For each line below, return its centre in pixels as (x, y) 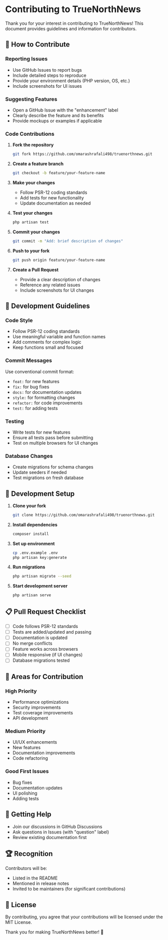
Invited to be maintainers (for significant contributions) (69, 889)
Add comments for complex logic (47, 342)
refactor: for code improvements (48, 403)
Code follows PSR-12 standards (45, 626)
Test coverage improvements (43, 713)
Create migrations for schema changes (53, 467)
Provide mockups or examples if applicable (57, 121)
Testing (15, 421)
